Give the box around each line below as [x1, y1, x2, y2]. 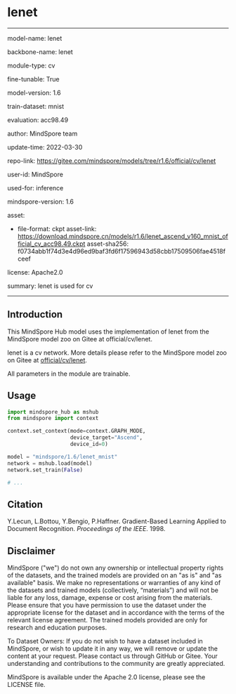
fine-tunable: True [7, 74, 60, 83]
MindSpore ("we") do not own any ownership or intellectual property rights [7, 563, 224, 572]
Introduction [7, 308, 63, 320]
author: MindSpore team [7, 129, 78, 138]
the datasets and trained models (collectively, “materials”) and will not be [7, 586, 219, 594]
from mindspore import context [7, 415, 99, 422]
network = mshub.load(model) [7, 459, 93, 467]
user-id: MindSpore [7, 170, 63, 178]
